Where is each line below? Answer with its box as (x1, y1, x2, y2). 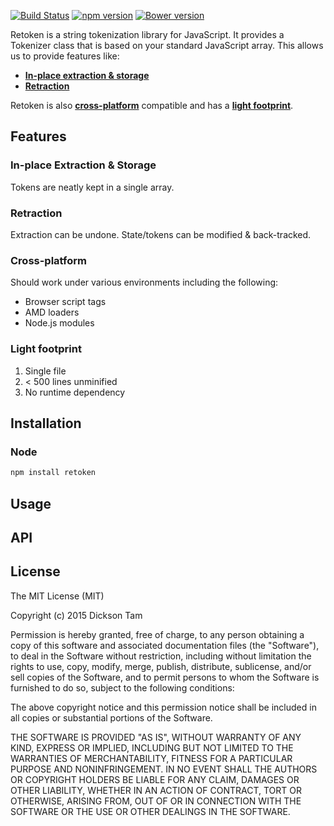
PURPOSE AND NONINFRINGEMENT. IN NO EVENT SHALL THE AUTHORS (10, 763, 318, 775)
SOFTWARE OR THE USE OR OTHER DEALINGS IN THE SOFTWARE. (10, 805, 291, 817)
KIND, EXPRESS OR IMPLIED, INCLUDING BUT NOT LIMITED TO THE (10, 741, 294, 754)
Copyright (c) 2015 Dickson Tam (10, 609, 143, 621)
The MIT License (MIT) (10, 590, 105, 602)
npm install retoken (10, 468, 97, 478)
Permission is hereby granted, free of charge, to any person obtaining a (10, 628, 305, 640)
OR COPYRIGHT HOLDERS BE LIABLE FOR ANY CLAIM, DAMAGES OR (10, 773, 300, 785)
